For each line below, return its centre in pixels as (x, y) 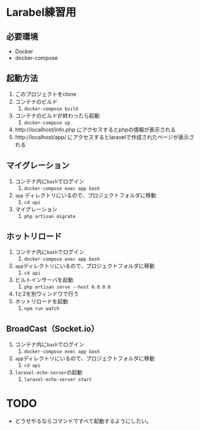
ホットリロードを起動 (41, 301)
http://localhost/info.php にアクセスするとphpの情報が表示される (95, 129)
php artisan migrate (50, 216)
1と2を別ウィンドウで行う (47, 294)
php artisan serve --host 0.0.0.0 (67, 287)
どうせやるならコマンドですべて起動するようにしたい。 (83, 421)
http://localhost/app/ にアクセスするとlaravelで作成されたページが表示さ (105, 137)
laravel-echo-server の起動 (48, 373)
